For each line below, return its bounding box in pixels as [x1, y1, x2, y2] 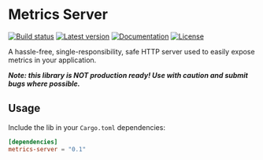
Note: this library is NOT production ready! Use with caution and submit [8, 70, 249, 80]
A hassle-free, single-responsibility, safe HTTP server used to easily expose [8, 47, 255, 56]
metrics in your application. [8, 55, 97, 65]
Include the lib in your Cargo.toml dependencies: [8, 122, 165, 132]
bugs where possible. [8, 79, 80, 88]
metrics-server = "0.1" [8, 145, 87, 153]
